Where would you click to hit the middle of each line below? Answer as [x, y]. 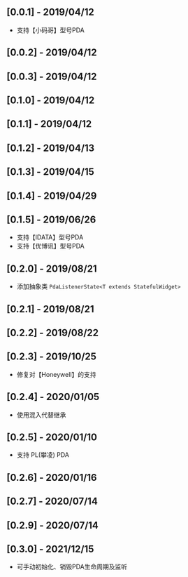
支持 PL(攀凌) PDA [43, 455]
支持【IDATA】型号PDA [50, 237]
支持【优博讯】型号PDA [51, 246]
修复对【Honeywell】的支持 [56, 374]
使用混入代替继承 [41, 415]
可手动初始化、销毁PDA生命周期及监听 [72, 567]
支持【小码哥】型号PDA [51, 30]
